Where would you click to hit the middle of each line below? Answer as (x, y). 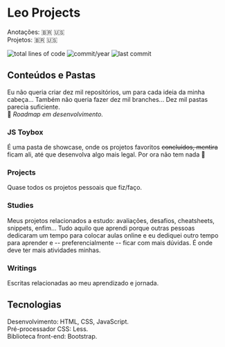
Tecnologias (34, 305)
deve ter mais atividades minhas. (54, 250)
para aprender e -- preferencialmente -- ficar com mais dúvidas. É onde (110, 242)
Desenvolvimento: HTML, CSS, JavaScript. (68, 321)
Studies (20, 206)
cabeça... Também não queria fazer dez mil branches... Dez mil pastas (108, 99)
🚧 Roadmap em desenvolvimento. (55, 114)
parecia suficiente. (34, 107)
